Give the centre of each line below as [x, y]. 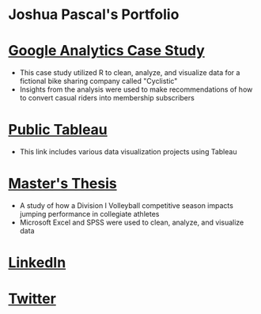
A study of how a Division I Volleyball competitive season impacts [126, 206]
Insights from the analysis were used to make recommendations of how [136, 89]
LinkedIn [37, 263]
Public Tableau [58, 130]
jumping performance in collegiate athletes [89, 214]
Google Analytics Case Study [107, 51]
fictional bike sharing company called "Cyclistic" [98, 81]
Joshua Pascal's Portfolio [94, 15]
